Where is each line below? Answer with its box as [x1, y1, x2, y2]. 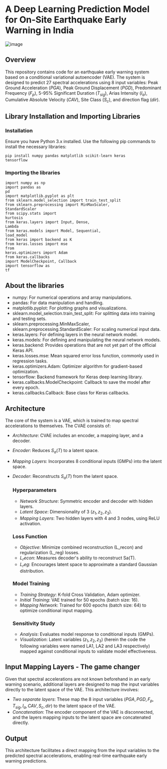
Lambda [5, 224, 19, 229]
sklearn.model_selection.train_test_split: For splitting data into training [12, 310, 155, 316]
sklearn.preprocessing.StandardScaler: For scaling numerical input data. [12, 326, 161, 332]
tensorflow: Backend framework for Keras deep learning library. [12, 374, 143, 380]
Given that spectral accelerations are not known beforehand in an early [5, 676, 151, 682]
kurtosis [5, 215, 23, 220]
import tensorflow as [5, 263, 50, 269]
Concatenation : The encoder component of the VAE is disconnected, [12, 709, 154, 715]
